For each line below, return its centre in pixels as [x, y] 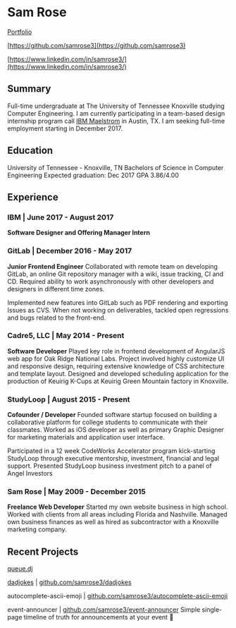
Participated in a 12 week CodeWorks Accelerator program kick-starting [111, 451]
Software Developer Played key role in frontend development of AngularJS [116, 351]
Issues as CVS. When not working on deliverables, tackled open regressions [118, 310]
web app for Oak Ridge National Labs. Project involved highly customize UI [116, 358]
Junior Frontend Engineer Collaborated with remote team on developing [113, 266]
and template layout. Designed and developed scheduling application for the [118, 373]
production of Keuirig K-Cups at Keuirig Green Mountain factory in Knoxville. [118, 381]
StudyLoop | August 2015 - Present [69, 399]
